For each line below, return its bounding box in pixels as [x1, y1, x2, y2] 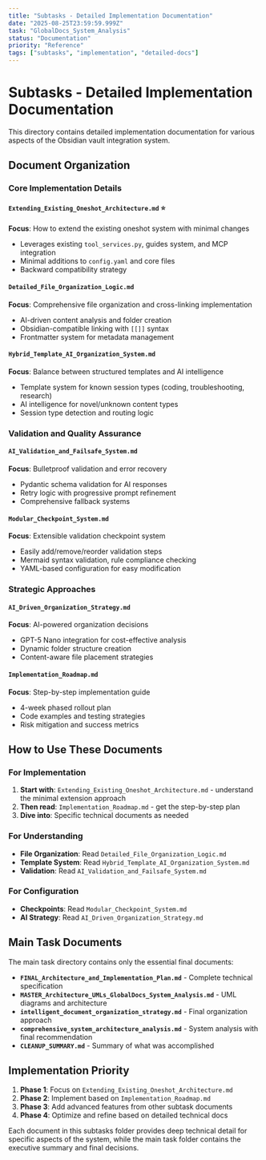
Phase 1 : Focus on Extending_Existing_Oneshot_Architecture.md [19, 1085, 234, 1094]
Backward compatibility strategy [19, 265, 127, 275]
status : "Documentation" [8, 34, 91, 42]
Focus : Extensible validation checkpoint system [8, 531, 166, 541]
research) [19, 390, 52, 401]
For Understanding [8, 831, 83, 842]
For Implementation [8, 767, 87, 778]
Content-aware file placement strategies [19, 652, 154, 662]
